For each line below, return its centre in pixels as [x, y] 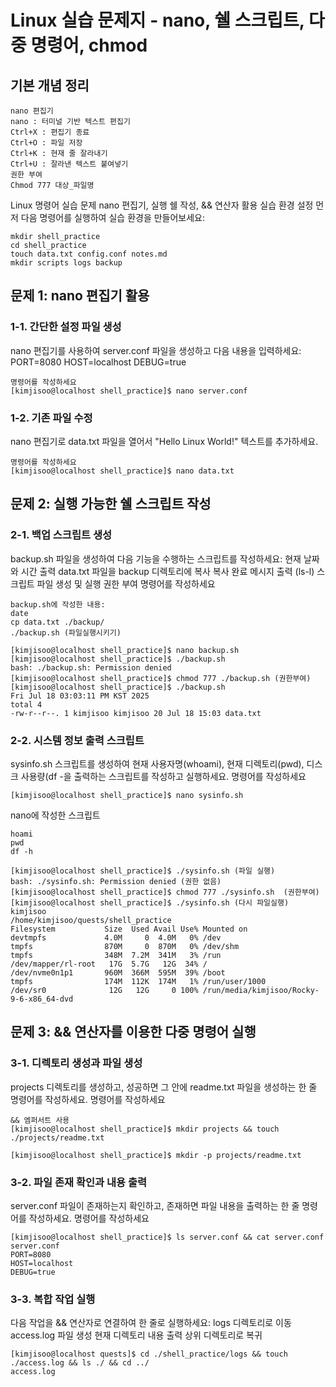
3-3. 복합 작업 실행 [53, 1299]
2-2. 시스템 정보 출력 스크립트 [77, 740]
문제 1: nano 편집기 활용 [80, 296]
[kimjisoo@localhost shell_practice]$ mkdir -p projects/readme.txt [156, 1155]
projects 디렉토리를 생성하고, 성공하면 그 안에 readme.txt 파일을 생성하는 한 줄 [164, 1087]
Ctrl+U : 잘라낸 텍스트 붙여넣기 [69, 164]
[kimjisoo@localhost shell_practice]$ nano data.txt [122, 471]
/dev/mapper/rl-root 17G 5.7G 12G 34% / [109, 964]
